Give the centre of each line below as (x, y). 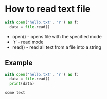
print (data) (22, 84)
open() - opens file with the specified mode (57, 36)
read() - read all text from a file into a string (57, 47)
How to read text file (48, 9)
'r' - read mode (28, 42)
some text (15, 93)
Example (19, 63)
